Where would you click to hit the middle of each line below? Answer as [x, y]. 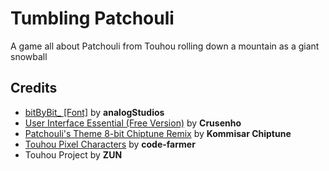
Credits [34, 88]
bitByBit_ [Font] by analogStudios [94, 112]
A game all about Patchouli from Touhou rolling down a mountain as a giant [165, 46]
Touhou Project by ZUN [73, 154]
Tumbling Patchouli [92, 18]
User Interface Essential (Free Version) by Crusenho [133, 123]
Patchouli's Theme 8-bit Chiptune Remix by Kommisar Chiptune [158, 133]
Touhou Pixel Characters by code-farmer [110, 144]
